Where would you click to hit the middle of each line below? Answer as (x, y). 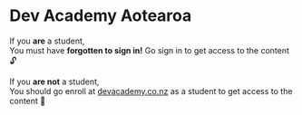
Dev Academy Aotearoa (101, 16)
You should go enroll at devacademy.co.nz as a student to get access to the (151, 91)
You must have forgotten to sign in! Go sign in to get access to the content (150, 50)
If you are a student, (47, 41)
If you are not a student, (54, 81)
